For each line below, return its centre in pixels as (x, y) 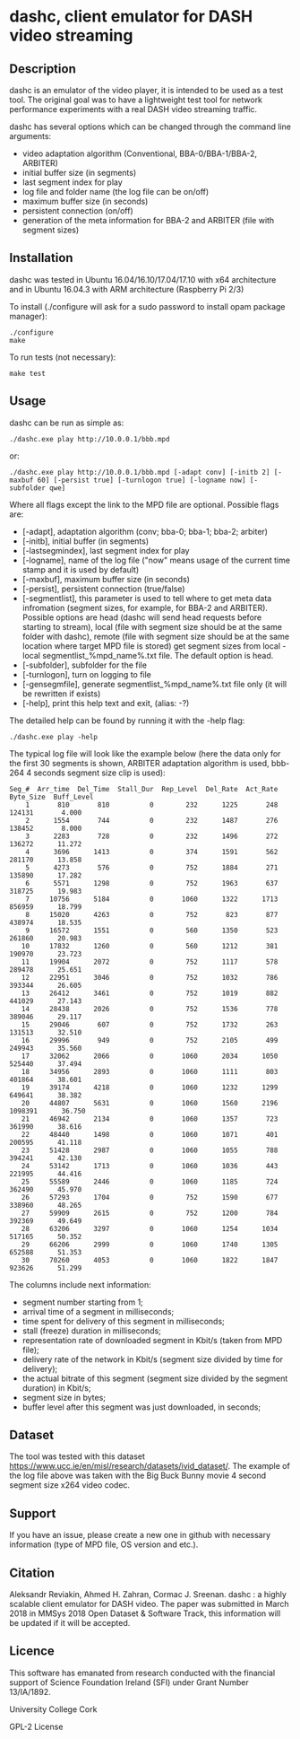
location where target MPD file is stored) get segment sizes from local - (154, 646)
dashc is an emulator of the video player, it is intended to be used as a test (146, 90)
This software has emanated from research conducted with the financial (142, 1673)
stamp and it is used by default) (81, 569)
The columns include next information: (81, 1284)
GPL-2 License (36, 1726)
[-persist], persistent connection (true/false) (103, 589)
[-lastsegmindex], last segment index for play (106, 550)
